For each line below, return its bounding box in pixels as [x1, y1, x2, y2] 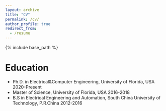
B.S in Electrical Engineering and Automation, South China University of [12, 94, 161, 100]
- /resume [10, 31, 30, 36]
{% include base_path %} [5, 45, 58, 50]
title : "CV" [5, 12, 30, 17]
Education [5, 62, 49, 73]
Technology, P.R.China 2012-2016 [12, 100, 82, 106]
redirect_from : [5, 26, 37, 31]
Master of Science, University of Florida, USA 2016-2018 [12, 89, 130, 95]
